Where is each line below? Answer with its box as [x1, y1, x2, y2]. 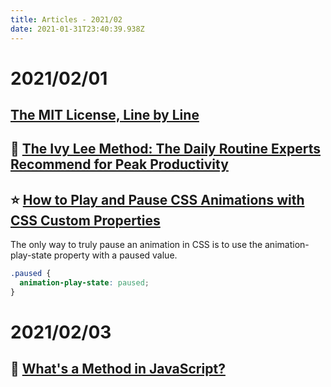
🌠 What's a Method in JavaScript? [10, 361, 226, 378]
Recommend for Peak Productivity [10, 156, 229, 173]
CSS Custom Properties [10, 212, 161, 229]
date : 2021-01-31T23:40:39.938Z [10, 24, 145, 34]
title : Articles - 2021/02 [10, 14, 123, 25]
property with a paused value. [53, 249, 178, 261]
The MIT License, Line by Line [10, 107, 200, 124]
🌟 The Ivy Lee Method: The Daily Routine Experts [10, 141, 322, 158]
